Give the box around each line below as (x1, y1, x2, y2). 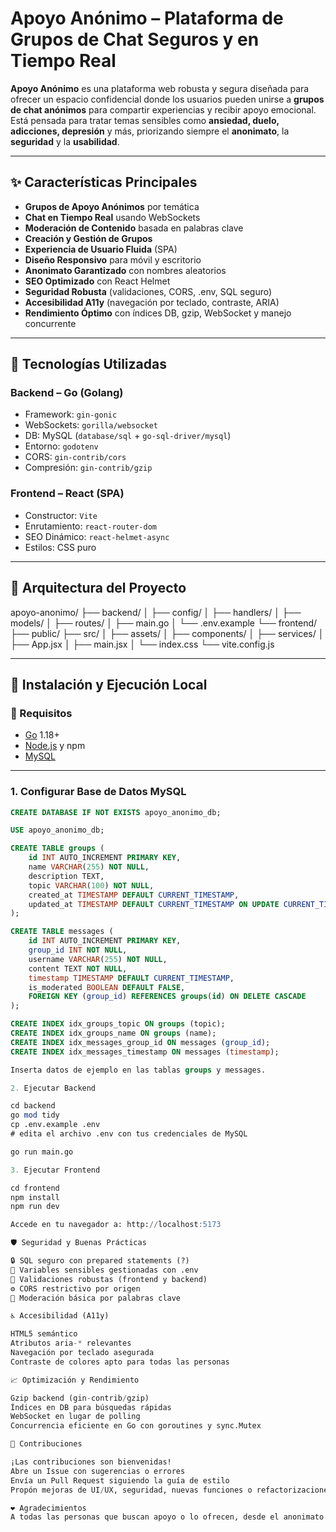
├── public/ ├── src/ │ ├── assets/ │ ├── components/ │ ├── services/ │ (10, 627, 325, 639)
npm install (10, 1192, 60, 1202)
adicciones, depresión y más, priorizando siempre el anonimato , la (10, 125, 290, 137)
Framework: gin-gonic (24, 408, 118, 421)
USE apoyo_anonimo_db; (10, 825, 105, 836)
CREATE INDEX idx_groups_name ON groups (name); (10, 1028, 217, 1039)
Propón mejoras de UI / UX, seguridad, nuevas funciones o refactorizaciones (10, 1485, 333, 1495)
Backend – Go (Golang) (10, 386, 124, 400)
